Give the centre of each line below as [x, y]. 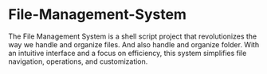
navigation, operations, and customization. [78, 61]
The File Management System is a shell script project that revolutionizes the [133, 36]
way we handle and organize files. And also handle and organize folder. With [134, 44]
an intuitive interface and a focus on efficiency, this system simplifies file [128, 53]
